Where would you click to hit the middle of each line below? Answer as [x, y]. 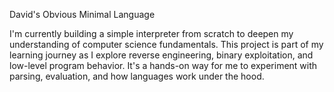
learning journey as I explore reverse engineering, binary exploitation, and [161, 55]
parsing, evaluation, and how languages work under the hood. [137, 76]
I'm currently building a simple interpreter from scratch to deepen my [151, 33]
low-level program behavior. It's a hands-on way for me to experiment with [163, 65]
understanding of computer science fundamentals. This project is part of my [166, 44]
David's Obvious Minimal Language [82, 14]
